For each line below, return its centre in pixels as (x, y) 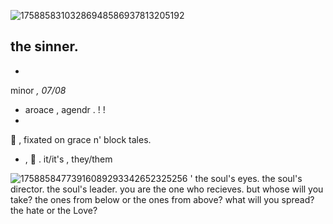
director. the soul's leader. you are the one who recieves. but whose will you (167, 189)
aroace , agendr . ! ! (65, 109)
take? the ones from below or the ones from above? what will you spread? (162, 199)
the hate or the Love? (54, 210)
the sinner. (44, 46)
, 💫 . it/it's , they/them (68, 159)
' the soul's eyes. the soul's (246, 178)
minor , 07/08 (38, 90)
